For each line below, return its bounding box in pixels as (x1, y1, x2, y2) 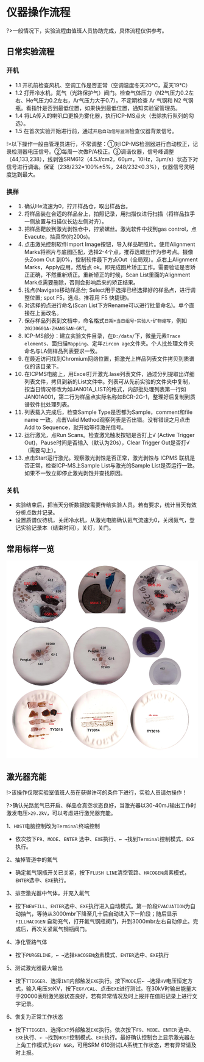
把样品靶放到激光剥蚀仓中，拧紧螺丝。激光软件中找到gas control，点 (24, 225, 197, 233)
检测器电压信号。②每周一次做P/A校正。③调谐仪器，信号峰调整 (11, 148, 175, 155)
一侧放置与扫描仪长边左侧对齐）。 (24, 217, 108, 225)
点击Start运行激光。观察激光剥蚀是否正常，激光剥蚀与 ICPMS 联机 (24, 454, 190, 461)
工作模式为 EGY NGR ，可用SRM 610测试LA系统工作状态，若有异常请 (26, 1041, 192, 1049)
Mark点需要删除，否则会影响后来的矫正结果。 (24, 278, 139, 286)
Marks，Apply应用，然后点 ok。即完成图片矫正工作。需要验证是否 (24, 263, 191, 270)
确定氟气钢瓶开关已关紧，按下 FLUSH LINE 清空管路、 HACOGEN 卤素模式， (15, 869, 190, 876)
